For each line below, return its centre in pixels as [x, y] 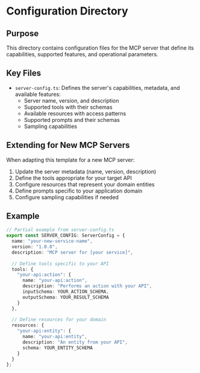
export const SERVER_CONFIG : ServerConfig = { [66, 236]
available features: [38, 94]
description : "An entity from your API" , [75, 342]
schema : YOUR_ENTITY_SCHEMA [58, 348]
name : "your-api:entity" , [55, 337]
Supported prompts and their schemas [72, 120]
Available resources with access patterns [75, 113]
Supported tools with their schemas [68, 107]
